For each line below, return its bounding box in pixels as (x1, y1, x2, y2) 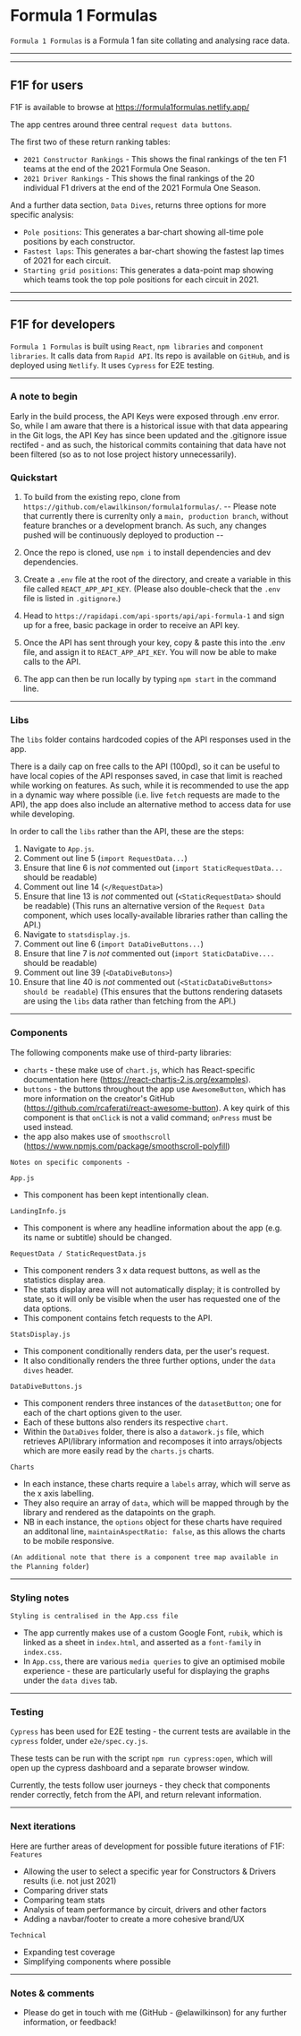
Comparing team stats (22, 1894, 105, 1905)
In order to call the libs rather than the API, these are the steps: (10, 826, 245, 837)
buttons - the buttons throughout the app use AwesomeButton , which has (22, 1083, 287, 1094)
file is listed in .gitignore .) (22, 593, 121, 604)
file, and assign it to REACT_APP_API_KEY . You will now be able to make (22, 647, 278, 658)
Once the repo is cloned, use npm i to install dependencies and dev (22, 548, 272, 558)
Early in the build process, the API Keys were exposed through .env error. (10, 410, 280, 421)
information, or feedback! (22, 2016, 117, 2027)
